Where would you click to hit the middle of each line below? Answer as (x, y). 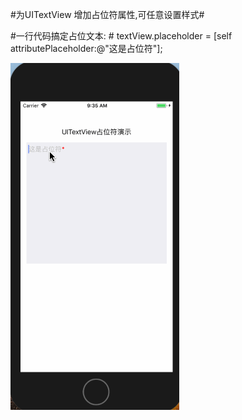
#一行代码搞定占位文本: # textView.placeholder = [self (121, 36)
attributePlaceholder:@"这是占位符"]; (86, 48)
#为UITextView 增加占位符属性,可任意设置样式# (107, 14)
